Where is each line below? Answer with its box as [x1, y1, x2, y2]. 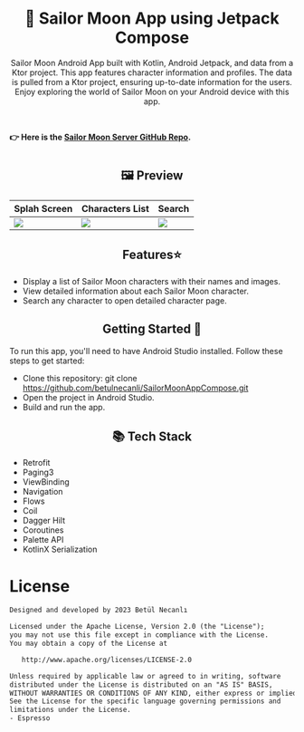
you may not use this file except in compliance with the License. [9, 631, 270, 640]
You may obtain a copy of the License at [9, 639, 168, 649]
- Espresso [9, 714, 51, 723]
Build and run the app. [22, 401, 106, 412]
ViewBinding [22, 477, 70, 487]
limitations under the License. [9, 706, 131, 715]
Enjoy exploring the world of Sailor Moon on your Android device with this [14, 86, 290, 97]
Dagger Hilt [22, 515, 66, 526]
